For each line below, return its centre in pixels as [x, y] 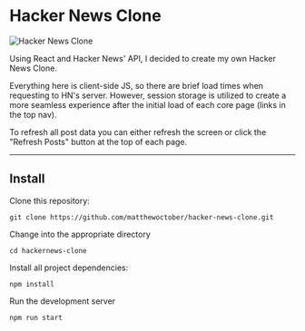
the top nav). [33, 114]
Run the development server [63, 301]
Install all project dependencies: [69, 268]
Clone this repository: [50, 200]
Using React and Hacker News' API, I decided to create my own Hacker [143, 58]
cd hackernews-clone [49, 250]
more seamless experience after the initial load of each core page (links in [148, 104]
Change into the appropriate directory [80, 234]
